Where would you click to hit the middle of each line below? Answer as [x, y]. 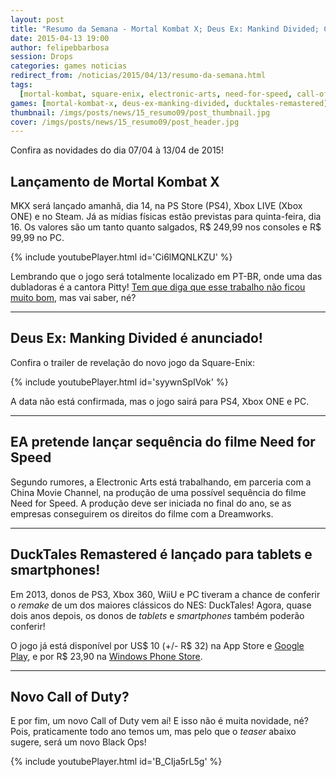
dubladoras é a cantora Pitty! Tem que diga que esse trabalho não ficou [158, 287]
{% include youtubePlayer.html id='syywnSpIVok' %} [119, 382]
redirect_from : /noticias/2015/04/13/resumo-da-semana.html [138, 76]
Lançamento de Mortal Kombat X [115, 181]
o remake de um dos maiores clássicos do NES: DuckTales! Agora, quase [161, 605]
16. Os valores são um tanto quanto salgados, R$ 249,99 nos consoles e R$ [166, 227]
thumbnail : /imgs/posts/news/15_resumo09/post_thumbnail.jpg [140, 112]
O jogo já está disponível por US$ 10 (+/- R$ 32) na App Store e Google [157, 645]
